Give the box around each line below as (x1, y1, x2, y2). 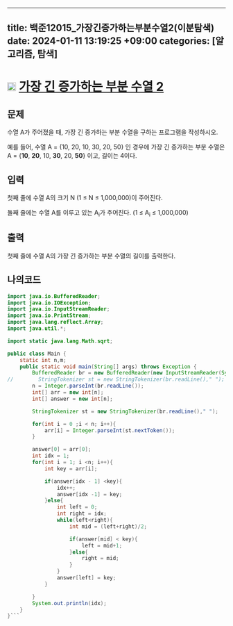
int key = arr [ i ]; (44, 465, 98, 472)
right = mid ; (81, 555, 119, 562)
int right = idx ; (56, 510, 107, 518)
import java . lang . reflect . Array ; (7, 319, 104, 326)
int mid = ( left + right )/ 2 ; (69, 522, 148, 530)
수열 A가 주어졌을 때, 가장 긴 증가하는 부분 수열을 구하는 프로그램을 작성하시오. (7, 128, 218, 136)
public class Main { (7, 350, 67, 357)
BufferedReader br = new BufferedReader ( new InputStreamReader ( (32, 370, 222, 377)
